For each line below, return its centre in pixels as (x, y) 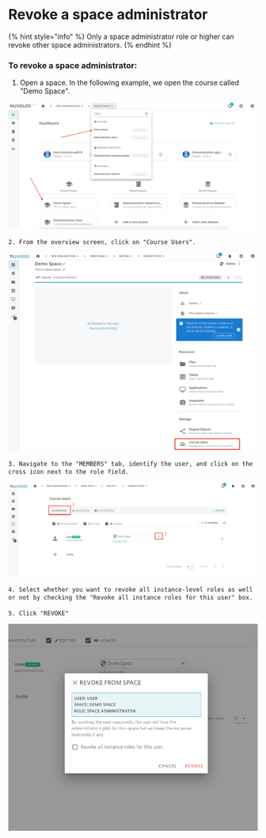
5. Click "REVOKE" (38, 614)
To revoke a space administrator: (73, 65)
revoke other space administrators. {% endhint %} (90, 44)
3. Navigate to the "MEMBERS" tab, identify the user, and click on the (131, 464)
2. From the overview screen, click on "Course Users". (102, 242)
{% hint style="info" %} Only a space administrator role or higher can (122, 36)
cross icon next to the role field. (68, 472)
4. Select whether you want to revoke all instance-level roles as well (131, 590)
